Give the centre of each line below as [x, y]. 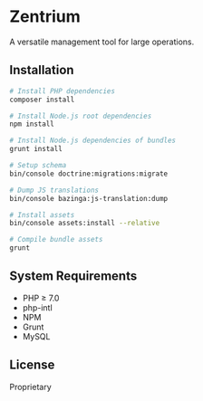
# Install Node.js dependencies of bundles [93, 141]
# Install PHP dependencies [63, 91]
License [32, 365]
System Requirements [73, 277]
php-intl [37, 307]
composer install [42, 100]
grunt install [36, 149]
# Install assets [42, 215]
